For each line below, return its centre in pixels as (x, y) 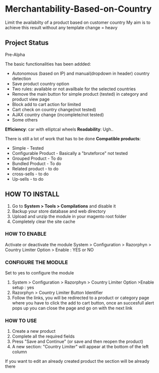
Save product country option (40, 84)
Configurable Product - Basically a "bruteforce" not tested (70, 153)
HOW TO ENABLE (26, 234)
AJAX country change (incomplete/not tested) (58, 115)
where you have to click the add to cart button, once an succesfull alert (83, 303)
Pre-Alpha (15, 54)
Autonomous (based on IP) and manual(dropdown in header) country (81, 73)
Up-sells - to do (28, 179)
